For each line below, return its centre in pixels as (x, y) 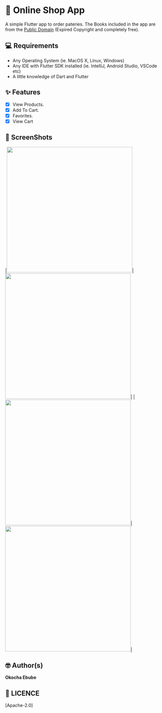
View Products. (28, 104)
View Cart (23, 121)
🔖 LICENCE (23, 693)
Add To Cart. (26, 110)
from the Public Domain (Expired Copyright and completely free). (72, 29)
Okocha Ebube (21, 677)
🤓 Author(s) (24, 666)
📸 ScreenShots (29, 137)
